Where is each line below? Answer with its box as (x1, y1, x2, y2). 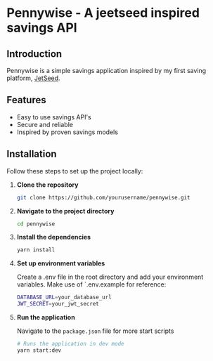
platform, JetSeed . (6, 74, 60, 82)
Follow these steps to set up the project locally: (6, 166, 143, 175)
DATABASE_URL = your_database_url (16, 294, 112, 301)
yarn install (16, 247, 56, 254)
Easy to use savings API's (16, 112, 92, 121)
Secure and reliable (16, 120, 73, 129)
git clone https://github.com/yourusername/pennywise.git (16, 194, 191, 201)
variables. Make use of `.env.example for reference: (16, 280, 167, 289)
